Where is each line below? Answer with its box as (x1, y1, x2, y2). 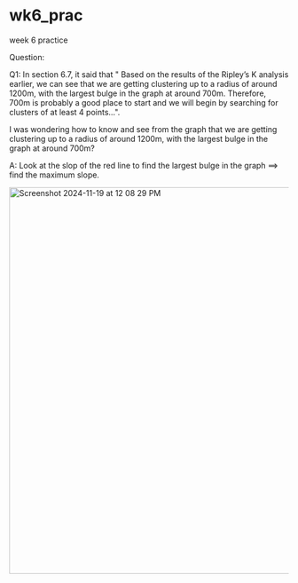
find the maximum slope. (9, 169, 100, 180)
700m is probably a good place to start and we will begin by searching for (9, 97, 279, 107)
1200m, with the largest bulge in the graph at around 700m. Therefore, (9, 88, 267, 98)
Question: (9, 51, 45, 62)
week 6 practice (9, 35, 68, 45)
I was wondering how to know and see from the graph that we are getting (9, 123, 278, 134)
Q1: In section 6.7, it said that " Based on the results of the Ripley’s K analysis (9, 68, 289, 80)
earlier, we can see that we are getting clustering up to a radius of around (9, 78, 278, 89)
